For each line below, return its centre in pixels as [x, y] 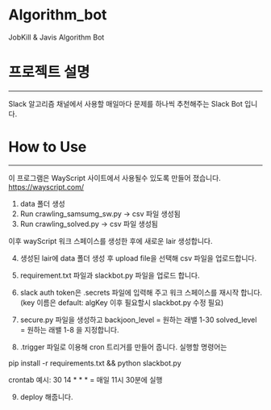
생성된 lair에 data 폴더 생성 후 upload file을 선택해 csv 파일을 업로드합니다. [138, 258]
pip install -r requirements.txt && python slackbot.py [95, 363]
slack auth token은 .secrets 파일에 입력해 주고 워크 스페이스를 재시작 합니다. [141, 292]
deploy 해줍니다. [46, 396]
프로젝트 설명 [49, 72]
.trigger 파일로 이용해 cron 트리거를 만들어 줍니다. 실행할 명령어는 [123, 347]
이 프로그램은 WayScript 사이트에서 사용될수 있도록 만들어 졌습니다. [115, 178]
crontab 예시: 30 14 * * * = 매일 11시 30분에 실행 [85, 379]
